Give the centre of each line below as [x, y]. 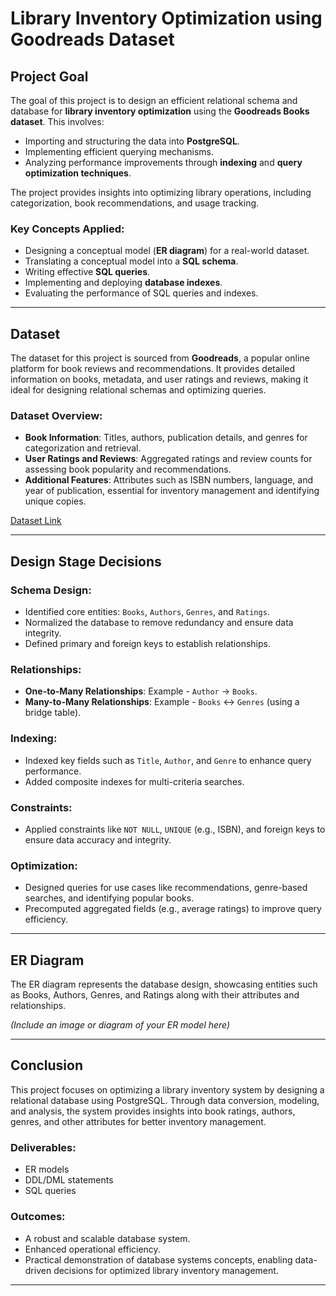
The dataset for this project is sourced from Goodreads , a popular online [160, 358]
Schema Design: [51, 590]
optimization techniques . [78, 173]
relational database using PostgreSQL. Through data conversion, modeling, [165, 1100]
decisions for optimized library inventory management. [166, 1270]
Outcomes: [38, 1217]
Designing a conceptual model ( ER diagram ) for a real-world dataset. [167, 251]
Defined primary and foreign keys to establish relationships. [147, 644]
